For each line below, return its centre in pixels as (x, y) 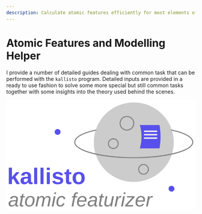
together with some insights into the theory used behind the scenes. (91, 91)
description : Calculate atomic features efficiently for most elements (98, 13)
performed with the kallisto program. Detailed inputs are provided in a (94, 79)
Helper (23, 55)
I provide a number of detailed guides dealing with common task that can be (101, 73)
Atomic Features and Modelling (86, 43)
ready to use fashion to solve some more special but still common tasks (95, 85)
